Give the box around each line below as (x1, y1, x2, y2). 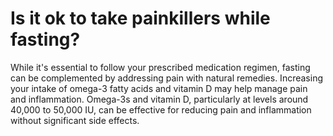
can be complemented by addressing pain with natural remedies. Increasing (10, 72, 323, 84)
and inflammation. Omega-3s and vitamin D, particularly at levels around (10, 93, 309, 105)
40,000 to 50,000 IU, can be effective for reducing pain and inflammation (10, 103, 312, 116)
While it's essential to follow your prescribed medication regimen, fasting (10, 61, 311, 73)
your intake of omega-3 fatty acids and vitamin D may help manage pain (10, 82, 308, 94)
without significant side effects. (10, 114, 140, 126)
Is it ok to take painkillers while (10, 7, 271, 30)
